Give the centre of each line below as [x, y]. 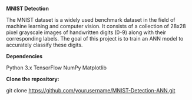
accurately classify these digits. [44, 45]
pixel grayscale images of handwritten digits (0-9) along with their [86, 32]
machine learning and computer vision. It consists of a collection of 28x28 [96, 26]
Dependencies [24, 56]
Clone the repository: [33, 79]
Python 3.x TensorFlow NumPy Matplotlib [57, 68]
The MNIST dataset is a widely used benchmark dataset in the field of [91, 20]
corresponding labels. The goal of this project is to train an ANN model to [95, 39]
